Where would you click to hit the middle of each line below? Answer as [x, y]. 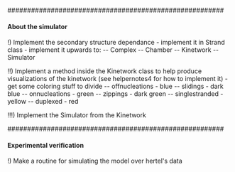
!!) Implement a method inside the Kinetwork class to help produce [105, 71]
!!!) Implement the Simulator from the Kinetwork [77, 115]
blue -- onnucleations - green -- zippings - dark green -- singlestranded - [115, 94]
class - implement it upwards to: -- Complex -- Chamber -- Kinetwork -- [113, 50]
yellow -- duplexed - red [43, 102]
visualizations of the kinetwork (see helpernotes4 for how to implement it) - [118, 79]
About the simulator [37, 26]
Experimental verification [45, 145]
